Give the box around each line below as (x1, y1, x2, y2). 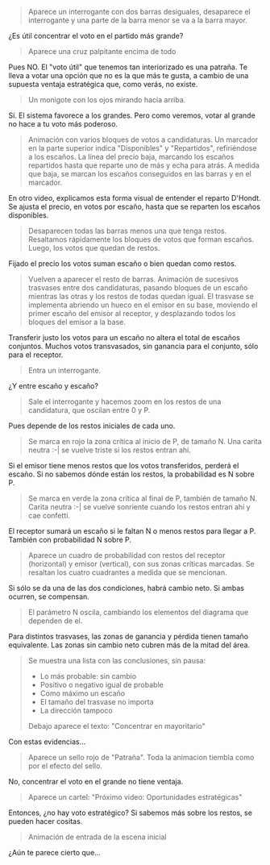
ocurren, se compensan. (8, 592, 90, 601)
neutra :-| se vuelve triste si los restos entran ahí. (27, 445, 191, 455)
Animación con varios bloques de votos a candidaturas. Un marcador (27, 135, 259, 144)
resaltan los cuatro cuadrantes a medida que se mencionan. (27, 568, 227, 577)
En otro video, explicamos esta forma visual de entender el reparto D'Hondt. (8, 193, 262, 202)
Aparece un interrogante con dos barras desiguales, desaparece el (27, 7, 251, 16)
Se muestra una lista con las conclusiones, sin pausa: (27, 656, 206, 665)
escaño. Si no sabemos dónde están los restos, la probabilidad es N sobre (8, 469, 255, 479)
